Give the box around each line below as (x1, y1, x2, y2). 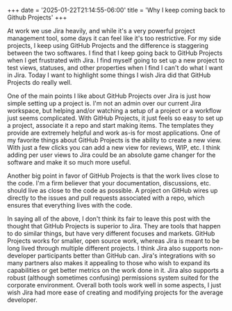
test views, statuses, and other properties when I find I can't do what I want (7, 64, 223, 72)
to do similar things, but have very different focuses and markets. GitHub (7, 229, 215, 237)
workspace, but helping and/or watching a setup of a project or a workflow (7, 107, 222, 115)
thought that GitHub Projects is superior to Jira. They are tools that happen (7, 222, 221, 230)
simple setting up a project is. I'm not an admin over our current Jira (7, 99, 201, 107)
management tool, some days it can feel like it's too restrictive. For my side (7, 34, 222, 42)
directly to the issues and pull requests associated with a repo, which (7, 194, 205, 202)
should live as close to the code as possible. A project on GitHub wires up (7, 187, 218, 194)
